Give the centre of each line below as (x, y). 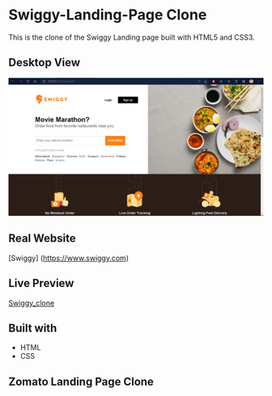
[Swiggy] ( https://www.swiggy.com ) (69, 258)
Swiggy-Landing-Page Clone (108, 15)
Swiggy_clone (32, 303)
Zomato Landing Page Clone (81, 381)
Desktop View (45, 63)
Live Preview (41, 283)
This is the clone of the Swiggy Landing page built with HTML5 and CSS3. (132, 37)
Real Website (42, 239)
